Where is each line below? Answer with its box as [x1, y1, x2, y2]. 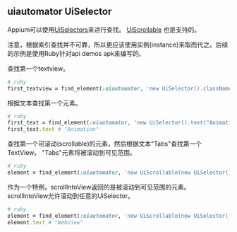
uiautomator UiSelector [7, 6, 112, 18]
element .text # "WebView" [7, 219, 83, 226]
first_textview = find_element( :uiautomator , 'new [7, 85, 159, 92]
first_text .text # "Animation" [7, 126, 99, 133]
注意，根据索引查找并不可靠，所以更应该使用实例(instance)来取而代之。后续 [7, 40, 229, 49]
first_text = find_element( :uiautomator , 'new [7, 120, 147, 127]
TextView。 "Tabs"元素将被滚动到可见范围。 [7, 149, 136, 157]
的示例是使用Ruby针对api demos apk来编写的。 [7, 49, 146, 57]
